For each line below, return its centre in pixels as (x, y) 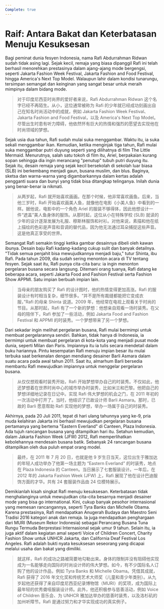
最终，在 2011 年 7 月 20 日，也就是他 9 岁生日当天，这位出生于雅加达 (87, 457)
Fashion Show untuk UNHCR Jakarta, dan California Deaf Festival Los (75, 538)
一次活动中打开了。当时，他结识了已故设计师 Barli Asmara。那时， (84, 400)
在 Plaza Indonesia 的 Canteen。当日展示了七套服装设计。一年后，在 (86, 469)
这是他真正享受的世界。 (41, 233)
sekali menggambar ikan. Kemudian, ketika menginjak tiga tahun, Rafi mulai (81, 144)
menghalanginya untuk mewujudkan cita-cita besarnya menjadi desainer (78, 496)
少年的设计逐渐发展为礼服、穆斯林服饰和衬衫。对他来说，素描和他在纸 (88, 221)
